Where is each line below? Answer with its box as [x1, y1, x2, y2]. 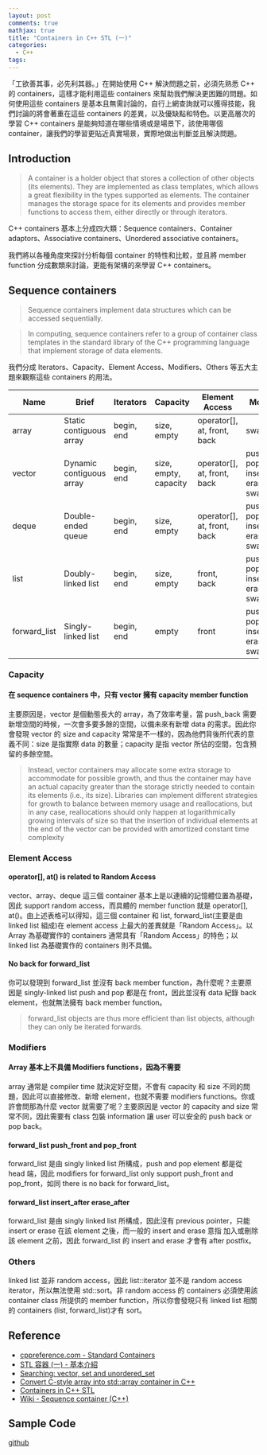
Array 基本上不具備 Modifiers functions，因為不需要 [8, 1063, 181, 1072]
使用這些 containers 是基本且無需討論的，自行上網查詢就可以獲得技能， [14, 99, 249, 108]
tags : [8, 56, 26, 64]
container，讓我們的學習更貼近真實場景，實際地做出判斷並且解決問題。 [8, 128, 242, 138]
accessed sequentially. [27, 313, 103, 323]
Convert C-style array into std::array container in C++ [19, 1377, 196, 1387]
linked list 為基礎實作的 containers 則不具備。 [8, 940, 157, 950]
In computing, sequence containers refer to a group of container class [27, 329, 258, 338]
